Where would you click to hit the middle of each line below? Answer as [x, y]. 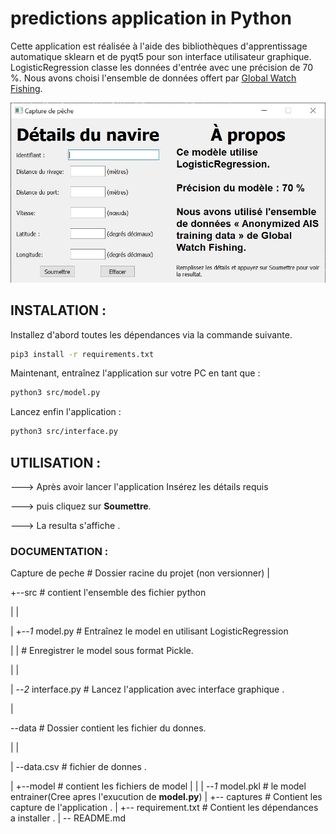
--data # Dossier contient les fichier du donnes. [108, 728]
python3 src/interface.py [64, 432]
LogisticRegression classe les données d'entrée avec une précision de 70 [161, 67]
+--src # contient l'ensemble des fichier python [108, 593]
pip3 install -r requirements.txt [82, 354]
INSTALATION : [58, 310]
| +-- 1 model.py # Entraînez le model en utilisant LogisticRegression [149, 631]
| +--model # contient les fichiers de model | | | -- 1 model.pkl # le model [158, 786]
